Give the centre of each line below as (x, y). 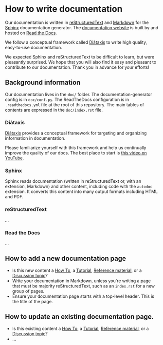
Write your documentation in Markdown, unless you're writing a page (81, 281)
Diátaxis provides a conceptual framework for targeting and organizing (76, 133)
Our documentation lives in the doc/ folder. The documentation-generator (79, 94)
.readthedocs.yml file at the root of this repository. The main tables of (75, 105)
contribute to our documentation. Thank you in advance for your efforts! (77, 67)
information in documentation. (35, 138)
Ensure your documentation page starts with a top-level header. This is (83, 296)
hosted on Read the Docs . (31, 33)
